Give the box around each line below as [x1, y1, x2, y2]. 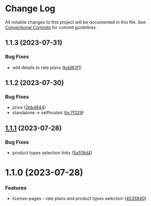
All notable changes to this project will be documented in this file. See [5, 19, 146, 25]
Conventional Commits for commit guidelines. [5, 24, 97, 30]
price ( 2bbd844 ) [12, 104, 46, 110]
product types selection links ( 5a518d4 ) [12, 150, 93, 155]
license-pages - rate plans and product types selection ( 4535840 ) [12, 196, 147, 202]
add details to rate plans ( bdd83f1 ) [12, 64, 82, 70]
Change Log [5, 3, 55, 14]
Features [5, 184, 27, 191]
